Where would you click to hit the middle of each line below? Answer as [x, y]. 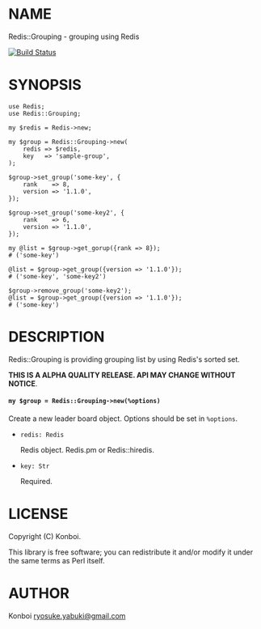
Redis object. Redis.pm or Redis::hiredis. [87, 450]
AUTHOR [39, 594]
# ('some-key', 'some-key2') [57, 276]
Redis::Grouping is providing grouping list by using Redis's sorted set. [124, 359]
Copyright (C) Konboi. [45, 536]
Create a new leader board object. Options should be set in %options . [123, 419]
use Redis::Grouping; [45, 113]
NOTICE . [23, 383]
